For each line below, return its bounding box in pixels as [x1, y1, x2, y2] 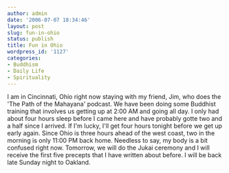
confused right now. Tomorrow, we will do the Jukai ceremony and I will [7, 143, 210, 152]
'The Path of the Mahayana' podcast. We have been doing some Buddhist [7, 100, 216, 108]
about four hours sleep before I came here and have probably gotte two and [7, 115, 222, 123]
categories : [7, 55, 41, 62]
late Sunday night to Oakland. [7, 159, 91, 167]
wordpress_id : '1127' [7, 49, 69, 56]
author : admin [7, 10, 48, 17]
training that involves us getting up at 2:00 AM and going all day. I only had [7, 107, 219, 115]
